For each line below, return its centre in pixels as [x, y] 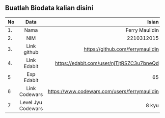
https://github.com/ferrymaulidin [121, 49]
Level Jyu [31, 102]
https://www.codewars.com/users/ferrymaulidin [103, 91]
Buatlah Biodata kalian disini [49, 8]
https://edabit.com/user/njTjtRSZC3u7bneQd [107, 63]
